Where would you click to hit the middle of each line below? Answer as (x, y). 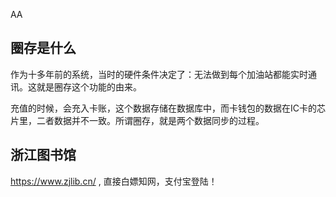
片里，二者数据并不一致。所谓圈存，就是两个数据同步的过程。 (137, 120)
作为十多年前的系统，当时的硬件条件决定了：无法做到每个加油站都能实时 (159, 74)
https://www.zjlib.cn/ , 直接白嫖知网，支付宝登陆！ (114, 181)
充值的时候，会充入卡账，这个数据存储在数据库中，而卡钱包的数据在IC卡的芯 (168, 108)
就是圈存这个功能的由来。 (89, 86)
